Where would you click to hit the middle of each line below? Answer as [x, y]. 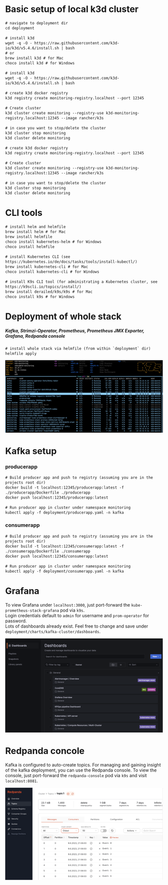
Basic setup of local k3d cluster [72, 9]
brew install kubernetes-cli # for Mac [47, 267]
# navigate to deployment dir [37, 23]
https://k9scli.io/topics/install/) [43, 287]
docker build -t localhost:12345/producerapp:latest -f [64, 488]
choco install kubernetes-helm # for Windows [53, 242]
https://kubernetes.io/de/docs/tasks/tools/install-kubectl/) [71, 262]
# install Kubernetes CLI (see [38, 257]
